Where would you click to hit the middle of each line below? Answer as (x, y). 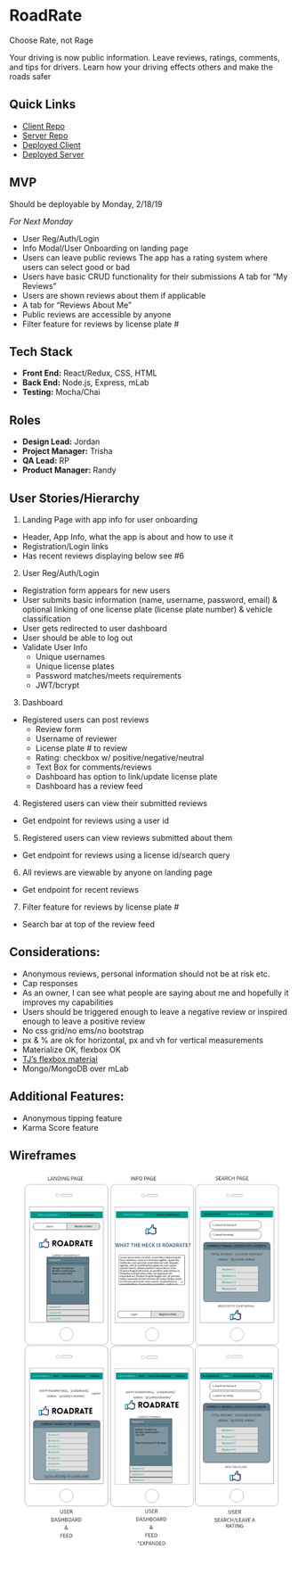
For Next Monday (41, 221)
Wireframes (43, 1156)
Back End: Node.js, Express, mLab (85, 383)
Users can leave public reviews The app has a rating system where (145, 257)
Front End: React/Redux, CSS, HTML (89, 373)
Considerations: (55, 952)
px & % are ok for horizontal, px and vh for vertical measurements (143, 1040)
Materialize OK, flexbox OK (72, 1050)
